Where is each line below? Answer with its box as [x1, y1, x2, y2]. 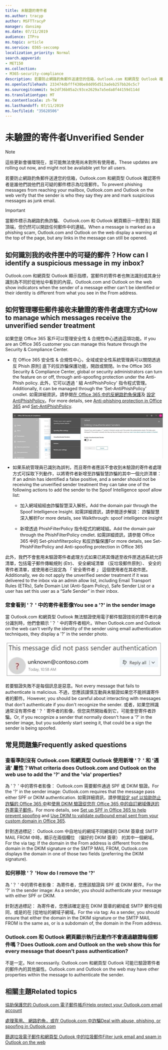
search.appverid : [5, 56, 41, 61]
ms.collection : [5, 66, 37, 71]
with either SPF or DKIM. [5, 893, 56, 899]
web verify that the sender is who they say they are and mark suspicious [5, 193, 155, 199]
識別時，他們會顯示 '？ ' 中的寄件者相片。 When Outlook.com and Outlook [9, 620, 161, 626]
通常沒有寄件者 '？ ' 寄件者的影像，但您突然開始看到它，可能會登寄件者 [5, 708, 152, 714]
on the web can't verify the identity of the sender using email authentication [5, 626, 161, 632]
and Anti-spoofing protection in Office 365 [55, 544, 143, 550]
